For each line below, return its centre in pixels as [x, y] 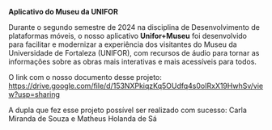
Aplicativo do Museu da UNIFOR [64, 12]
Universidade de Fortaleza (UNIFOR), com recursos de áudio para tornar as [134, 53]
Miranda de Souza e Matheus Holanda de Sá [83, 119]
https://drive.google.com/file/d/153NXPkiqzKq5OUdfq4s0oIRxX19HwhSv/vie [136, 86]
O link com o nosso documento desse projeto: [85, 77]
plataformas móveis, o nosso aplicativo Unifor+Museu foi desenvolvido [127, 36]
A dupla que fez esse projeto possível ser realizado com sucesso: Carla [127, 110]
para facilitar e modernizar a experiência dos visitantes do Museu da [123, 44]
